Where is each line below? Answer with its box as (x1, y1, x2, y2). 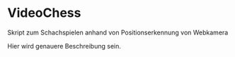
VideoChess (7, 5, 81, 21)
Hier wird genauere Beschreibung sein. (7, 42, 122, 50)
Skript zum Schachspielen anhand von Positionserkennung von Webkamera (7, 28, 229, 37)
